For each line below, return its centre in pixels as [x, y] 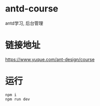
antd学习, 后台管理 [24, 23]
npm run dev [17, 99]
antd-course [32, 9]
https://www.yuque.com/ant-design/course [50, 59]
